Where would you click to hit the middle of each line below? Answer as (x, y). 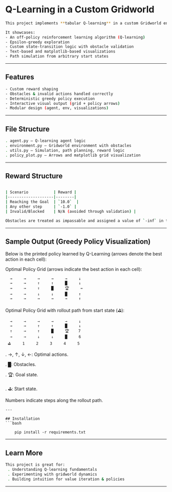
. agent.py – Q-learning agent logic (46, 141)
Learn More (24, 453)
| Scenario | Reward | (41, 192)
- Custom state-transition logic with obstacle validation (70, 47)
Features (20, 77)
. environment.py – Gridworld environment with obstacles (68, 145)
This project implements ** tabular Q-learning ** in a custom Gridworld (83, 23)
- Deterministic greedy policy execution (50, 99)
